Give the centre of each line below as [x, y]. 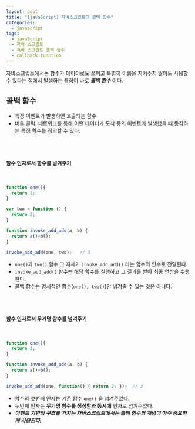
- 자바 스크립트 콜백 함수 [38, 50]
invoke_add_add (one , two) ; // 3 [48, 252]
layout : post [22, 12]
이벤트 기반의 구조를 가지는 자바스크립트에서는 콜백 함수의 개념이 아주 [93, 413]
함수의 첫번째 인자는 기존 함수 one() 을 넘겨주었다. [72, 398]
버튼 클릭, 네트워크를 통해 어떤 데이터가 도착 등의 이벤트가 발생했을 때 [94, 123]
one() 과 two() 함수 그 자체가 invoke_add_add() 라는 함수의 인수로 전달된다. [101, 264]
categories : [21, 22]
